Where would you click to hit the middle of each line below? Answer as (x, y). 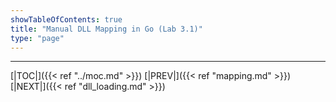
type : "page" (37, 38)
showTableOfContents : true (66, 19)
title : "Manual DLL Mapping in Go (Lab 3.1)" (106, 29)
